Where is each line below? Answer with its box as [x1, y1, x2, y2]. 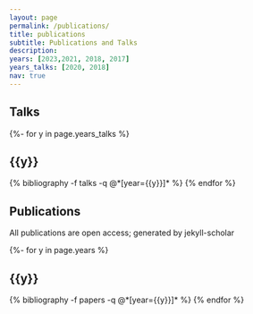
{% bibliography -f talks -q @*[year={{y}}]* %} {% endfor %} [9, 178, 237, 189]
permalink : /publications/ [9, 21, 110, 30]
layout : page [9, 13, 58, 22]
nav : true [9, 72, 46, 81]
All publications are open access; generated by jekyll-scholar [9, 227, 235, 238]
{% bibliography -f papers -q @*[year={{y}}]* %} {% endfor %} [9, 294, 245, 305]
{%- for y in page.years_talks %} [9, 128, 130, 139]
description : [9, 47, 58, 55]
